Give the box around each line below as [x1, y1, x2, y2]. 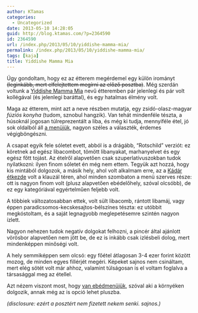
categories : [7, 14, 36, 20]
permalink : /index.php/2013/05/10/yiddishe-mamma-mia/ [7, 47, 145, 53]
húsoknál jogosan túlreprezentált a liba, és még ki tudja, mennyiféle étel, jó [7, 117, 189, 124]
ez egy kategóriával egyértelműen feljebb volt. [7, 186, 120, 193]
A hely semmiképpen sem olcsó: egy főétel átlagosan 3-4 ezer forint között [7, 251, 191, 258]
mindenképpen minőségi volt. [7, 240, 79, 247]
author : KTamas [7, 8, 44, 15]
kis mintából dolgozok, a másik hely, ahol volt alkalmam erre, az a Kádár [7, 167, 183, 174]
